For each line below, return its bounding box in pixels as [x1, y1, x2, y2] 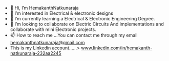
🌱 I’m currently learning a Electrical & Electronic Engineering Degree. [10, 16, 155, 21]
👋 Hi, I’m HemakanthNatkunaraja [10, 5, 79, 11]
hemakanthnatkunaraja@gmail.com [10, 40, 85, 45]
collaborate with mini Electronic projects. [10, 26, 96, 33]
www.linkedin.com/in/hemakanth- [81, 45, 153, 51]
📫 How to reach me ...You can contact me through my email [10, 32, 138, 38]
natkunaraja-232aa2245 [10, 50, 61, 56]
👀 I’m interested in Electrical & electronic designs [10, 10, 114, 16]
